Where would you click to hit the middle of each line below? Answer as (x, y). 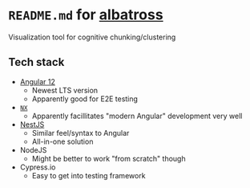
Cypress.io (38, 167)
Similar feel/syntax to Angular (81, 133)
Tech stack (36, 62)
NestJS (32, 124)
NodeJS (33, 149)
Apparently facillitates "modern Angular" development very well (137, 116)
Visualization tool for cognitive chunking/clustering (92, 37)
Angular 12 (38, 81)
